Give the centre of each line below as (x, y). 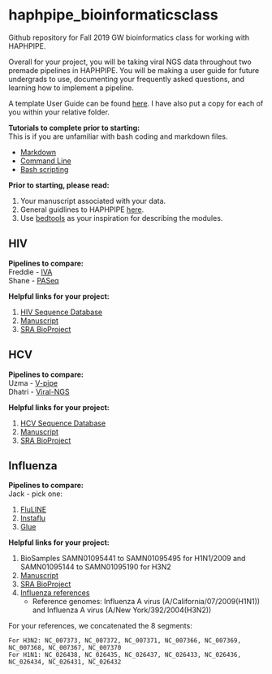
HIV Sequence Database (61, 312)
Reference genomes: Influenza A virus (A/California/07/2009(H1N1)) (146, 602)
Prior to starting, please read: (59, 185)
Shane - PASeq (34, 280)
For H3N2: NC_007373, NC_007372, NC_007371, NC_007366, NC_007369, (125, 641)
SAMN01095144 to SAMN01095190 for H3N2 (96, 567)
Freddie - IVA (30, 272)
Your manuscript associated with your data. (93, 201)
